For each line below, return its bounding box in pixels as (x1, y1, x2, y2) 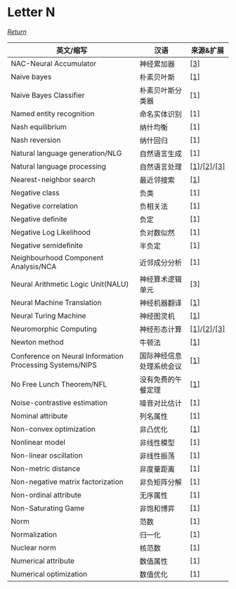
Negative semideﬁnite (11, 240, 83, 250)
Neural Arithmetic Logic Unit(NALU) (11, 279, 129, 289)
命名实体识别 (139, 109, 183, 119)
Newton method (11, 337, 65, 347)
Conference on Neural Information (11, 351, 124, 361)
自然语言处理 (139, 162, 183, 171)
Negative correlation (11, 201, 79, 211)
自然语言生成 (139, 148, 183, 158)
